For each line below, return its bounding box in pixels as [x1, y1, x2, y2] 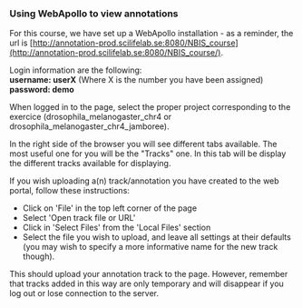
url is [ [9, 37, 34, 48]
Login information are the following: [9, 65, 142, 75]
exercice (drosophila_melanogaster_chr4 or [9, 112, 172, 123]
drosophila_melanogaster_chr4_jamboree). [9, 121, 170, 132]
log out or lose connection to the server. [9, 288, 160, 299]
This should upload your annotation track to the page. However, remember [9, 269, 288, 280]
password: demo [9, 84, 74, 95]
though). [22, 251, 55, 262]
